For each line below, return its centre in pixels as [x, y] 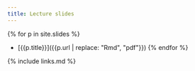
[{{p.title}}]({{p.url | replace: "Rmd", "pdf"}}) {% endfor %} [103, 47]
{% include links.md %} [42, 61]
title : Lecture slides [41, 14]
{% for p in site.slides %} [44, 34]
